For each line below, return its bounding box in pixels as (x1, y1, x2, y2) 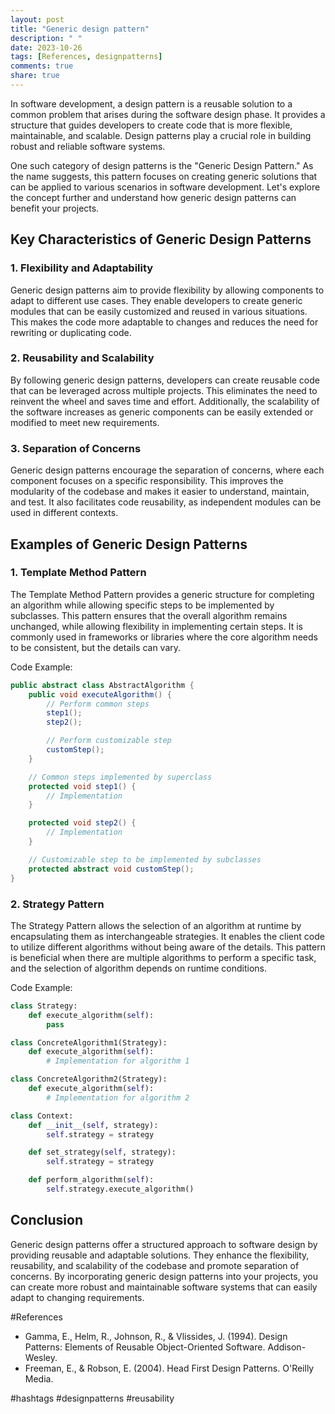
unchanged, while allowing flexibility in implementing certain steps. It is (10, 620, 303, 632)
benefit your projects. (10, 202, 100, 214)
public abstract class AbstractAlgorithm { (10, 680, 195, 690)
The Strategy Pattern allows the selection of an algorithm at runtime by (10, 919, 302, 931)
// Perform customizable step (46, 736, 172, 746)
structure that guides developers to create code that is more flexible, (10, 119, 293, 131)
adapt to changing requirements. (10, 1291, 145, 1303)
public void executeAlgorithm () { (28, 689, 172, 700)
